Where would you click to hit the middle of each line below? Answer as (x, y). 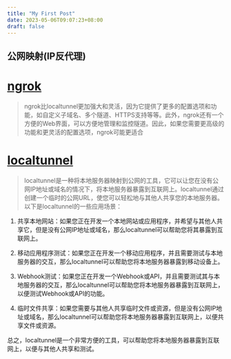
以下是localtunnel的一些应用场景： (73, 206)
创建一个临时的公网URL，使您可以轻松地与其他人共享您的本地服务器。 (124, 197)
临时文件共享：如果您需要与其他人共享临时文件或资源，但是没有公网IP (117, 308)
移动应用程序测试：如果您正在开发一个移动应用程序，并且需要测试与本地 (120, 253)
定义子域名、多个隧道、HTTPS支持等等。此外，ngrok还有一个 (136, 115)
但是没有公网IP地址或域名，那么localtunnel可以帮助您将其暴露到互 (129, 229)
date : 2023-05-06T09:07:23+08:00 (55, 20)
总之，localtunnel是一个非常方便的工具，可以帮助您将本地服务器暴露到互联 (113, 340)
